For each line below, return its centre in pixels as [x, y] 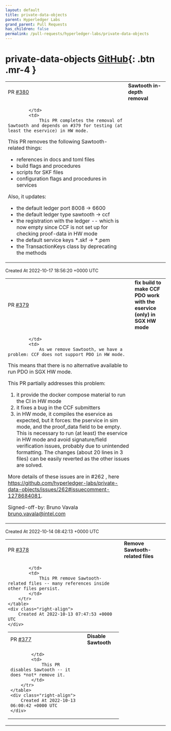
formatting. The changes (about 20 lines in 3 [70, 452]
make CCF [147, 289]
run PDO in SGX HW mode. [40, 371]
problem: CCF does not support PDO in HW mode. [67, 354]
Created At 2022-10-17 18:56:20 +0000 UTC [52, 270]
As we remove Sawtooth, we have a [81, 349]
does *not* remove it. [38, 675]
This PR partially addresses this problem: [57, 383]
